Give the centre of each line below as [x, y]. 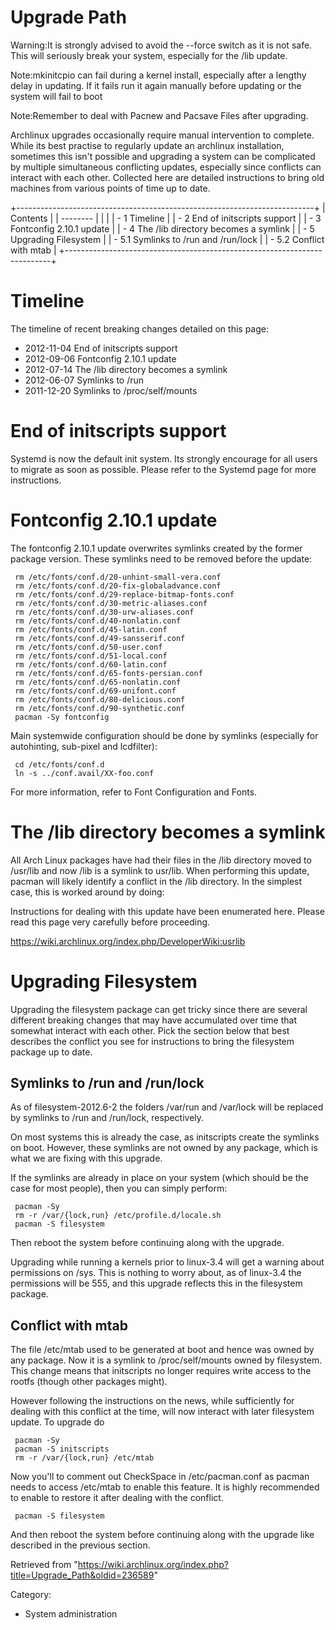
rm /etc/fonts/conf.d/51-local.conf [91, 656]
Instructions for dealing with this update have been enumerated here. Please [168, 911]
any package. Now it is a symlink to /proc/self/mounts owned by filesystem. [166, 1360]
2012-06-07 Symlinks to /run [84, 380]
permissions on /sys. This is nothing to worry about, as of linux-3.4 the [156, 1273]
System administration [71, 1614]
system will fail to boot [56, 96]
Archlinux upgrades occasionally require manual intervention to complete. [162, 135]
